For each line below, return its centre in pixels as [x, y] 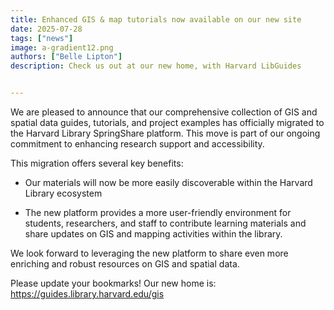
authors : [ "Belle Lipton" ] [66, 57]
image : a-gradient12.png [62, 47]
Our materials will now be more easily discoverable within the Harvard [168, 182]
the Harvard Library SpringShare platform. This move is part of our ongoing [165, 133]
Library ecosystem [63, 193]
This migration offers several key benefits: [97, 163]
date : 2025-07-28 [46, 29]
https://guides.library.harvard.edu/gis [87, 294]
